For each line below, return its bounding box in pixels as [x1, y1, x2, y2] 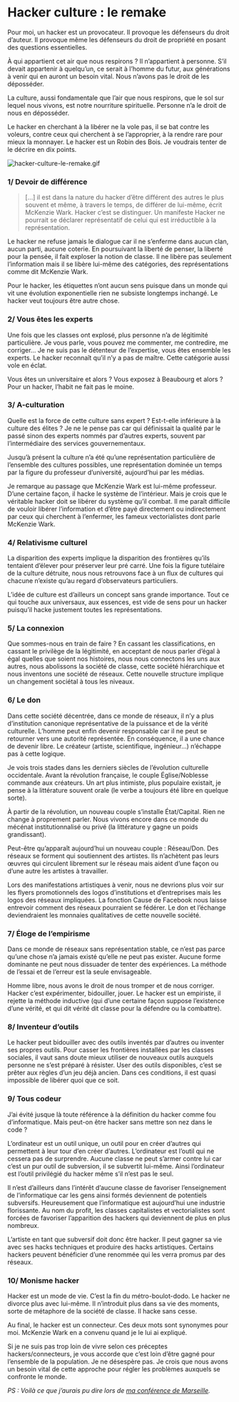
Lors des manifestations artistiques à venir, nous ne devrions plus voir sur [7, 880, 225, 889]
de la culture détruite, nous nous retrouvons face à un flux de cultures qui [7, 569, 223, 578]
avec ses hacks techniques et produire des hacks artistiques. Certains [7, 1242, 214, 1251]
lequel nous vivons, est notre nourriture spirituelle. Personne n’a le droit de [7, 101, 227, 109]
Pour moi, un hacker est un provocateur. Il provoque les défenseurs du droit [7, 28, 230, 36]
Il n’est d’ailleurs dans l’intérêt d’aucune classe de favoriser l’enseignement [7, 1183, 227, 1192]
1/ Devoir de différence [7, 176, 88, 186]
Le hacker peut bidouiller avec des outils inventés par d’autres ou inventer [7, 1038, 225, 1047]
